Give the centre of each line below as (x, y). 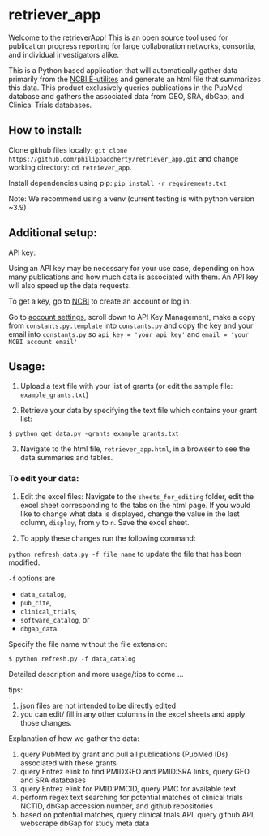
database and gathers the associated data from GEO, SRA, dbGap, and (126, 96)
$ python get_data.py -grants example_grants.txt (94, 434)
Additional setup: (53, 233)
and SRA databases (53, 780)
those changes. (46, 722)
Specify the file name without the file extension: (88, 644)
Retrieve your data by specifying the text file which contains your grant (139, 411)
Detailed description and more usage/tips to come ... (96, 674)
